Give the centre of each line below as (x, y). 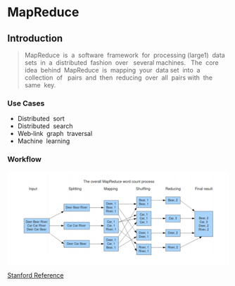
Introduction (35, 38)
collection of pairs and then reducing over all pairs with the (119, 77)
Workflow (25, 159)
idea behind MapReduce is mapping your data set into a (112, 70)
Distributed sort (41, 119)
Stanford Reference (36, 275)
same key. (40, 85)
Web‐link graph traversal (55, 134)
